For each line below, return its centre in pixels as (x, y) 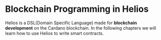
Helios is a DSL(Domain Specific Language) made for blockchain (71, 23)
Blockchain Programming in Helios (77, 9)
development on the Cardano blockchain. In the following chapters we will (81, 28)
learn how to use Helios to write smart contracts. (55, 33)
